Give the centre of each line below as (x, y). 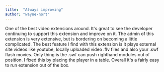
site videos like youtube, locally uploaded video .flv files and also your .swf (82, 49)
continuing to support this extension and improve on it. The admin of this (80, 34)
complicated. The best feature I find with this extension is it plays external (81, 44)
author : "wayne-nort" (28, 14)
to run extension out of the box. (37, 65)
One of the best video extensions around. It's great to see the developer (79, 28)
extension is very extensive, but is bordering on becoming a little (71, 39)
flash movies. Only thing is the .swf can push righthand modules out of (78, 54)
